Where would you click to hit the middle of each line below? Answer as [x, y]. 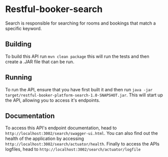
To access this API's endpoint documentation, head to [61, 128]
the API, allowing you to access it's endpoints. [53, 100]
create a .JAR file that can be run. [40, 62]
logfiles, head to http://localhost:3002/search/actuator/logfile [73, 149]
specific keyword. [24, 28]
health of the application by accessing [45, 138]
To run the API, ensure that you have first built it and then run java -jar [79, 89]
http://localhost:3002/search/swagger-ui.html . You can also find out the [81, 133]
